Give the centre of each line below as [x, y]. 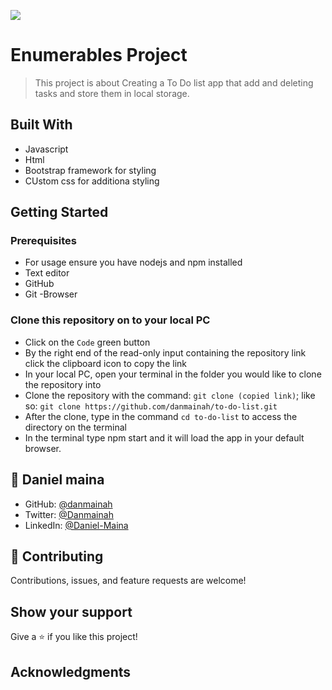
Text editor [47, 273]
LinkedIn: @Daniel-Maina [76, 525]
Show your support [71, 611]
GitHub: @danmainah [68, 504]
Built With [41, 125]
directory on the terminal [75, 427]
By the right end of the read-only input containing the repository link [165, 352]
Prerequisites [43, 241]
